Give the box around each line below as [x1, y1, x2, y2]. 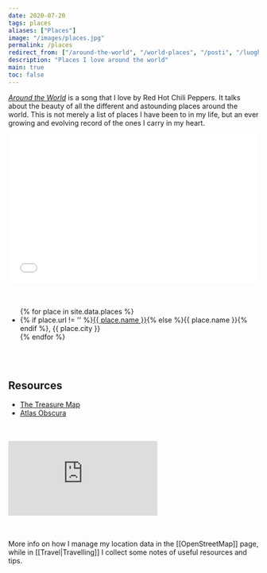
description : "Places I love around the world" [8, 57, 169, 64]
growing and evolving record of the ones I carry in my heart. [8, 118, 205, 127]
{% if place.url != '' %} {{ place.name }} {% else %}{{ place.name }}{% [19, 315, 248, 325]
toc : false [8, 71, 44, 79]
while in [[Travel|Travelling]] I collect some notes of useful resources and [8, 548, 248, 557]
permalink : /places [8, 41, 73, 49]
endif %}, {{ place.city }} [19, 323, 101, 333]
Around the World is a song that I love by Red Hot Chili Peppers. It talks [8, 92, 241, 102]
